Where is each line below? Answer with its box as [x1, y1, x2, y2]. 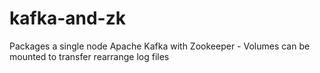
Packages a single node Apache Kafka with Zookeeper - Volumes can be [9, 40, 311, 52]
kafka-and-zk [9, 7, 126, 30]
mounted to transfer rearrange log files [9, 50, 170, 62]
